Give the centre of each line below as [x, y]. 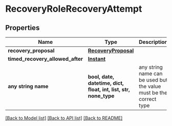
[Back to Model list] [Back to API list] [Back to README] [64, 118]
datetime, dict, [106, 83]
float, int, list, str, [109, 90]
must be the [153, 93]
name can [151, 73]
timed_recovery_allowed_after [46, 59]
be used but [153, 80]
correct [148, 99]
